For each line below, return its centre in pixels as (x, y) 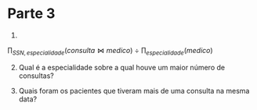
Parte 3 (31, 14)
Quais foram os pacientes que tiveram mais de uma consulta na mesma (134, 90)
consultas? (36, 76)
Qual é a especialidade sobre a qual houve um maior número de (121, 67)
